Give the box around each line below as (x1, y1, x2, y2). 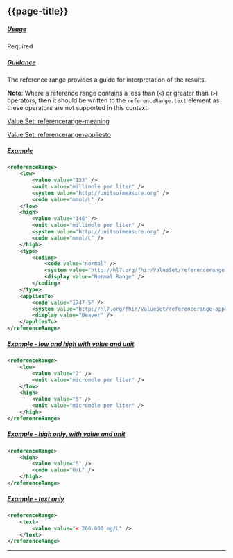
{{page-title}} (7, 6, 69, 17)
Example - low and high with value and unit (7, 339, 135, 348)
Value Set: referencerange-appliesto (7, 131, 111, 139)
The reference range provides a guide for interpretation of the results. (7, 75, 207, 84)
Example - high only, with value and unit (7, 430, 126, 438)
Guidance (7, 58, 36, 66)
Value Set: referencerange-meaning (7, 117, 110, 125)
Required (7, 42, 33, 51)
